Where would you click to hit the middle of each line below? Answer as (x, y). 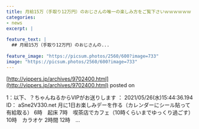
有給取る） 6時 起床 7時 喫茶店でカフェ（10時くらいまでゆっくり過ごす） (100, 112)
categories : (21, 17)
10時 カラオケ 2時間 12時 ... (43, 119)
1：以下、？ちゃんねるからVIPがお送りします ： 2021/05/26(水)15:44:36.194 (99, 97)
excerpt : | (20, 28)
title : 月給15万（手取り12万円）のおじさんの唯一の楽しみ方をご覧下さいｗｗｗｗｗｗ (99, 12)
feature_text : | (26, 39)
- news (14, 23)
